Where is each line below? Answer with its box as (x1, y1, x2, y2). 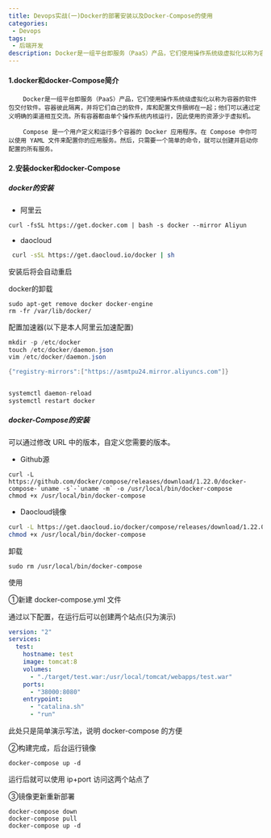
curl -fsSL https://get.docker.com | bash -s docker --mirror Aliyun (8, 221, 248, 229)
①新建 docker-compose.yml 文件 (8, 594, 122, 604)
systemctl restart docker (8, 397, 95, 405)
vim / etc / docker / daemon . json (8, 353, 106, 362)
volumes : (23, 665, 52, 673)
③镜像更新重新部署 (8, 792, 75, 802)
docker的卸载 (8, 283, 53, 293)
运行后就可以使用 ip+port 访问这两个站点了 (8, 774, 151, 784)
